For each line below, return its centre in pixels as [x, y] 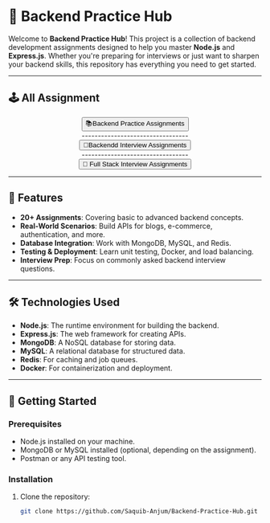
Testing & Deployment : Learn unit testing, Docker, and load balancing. [137, 251]
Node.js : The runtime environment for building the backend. [119, 325]
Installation [31, 479]
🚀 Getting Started [53, 401]
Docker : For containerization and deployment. [96, 368]
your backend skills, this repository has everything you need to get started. [133, 64]
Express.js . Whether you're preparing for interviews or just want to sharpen [134, 55]
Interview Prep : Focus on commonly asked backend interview [123, 259]
